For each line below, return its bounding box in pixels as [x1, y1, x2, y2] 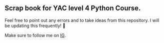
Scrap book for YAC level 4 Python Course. [4, 4, 141, 12]
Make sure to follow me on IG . [4, 32, 66, 38]
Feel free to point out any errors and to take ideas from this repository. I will [4, 17, 160, 23]
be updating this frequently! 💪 [4, 22, 66, 28]
